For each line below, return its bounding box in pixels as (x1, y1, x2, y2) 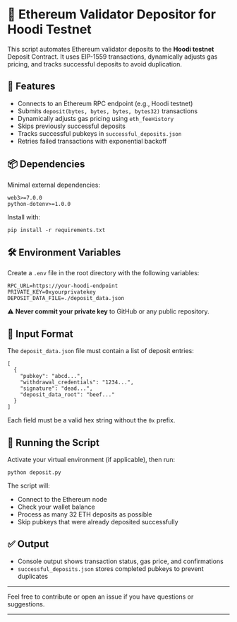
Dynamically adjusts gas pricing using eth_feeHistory (17, 114, 174, 122)
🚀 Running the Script (7, 437, 100, 449)
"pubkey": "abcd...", (20, 373, 83, 380)
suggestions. (7, 599, 45, 608)
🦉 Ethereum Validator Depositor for (7, 6, 217, 23)
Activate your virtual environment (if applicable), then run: (7, 456, 176, 463)
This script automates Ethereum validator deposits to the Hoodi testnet (7, 45, 214, 53)
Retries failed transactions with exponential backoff (17, 137, 167, 145)
